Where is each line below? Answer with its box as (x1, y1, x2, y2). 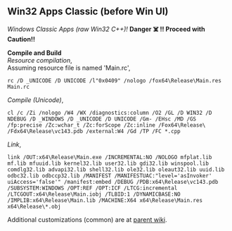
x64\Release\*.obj (7, 203, 61, 210)
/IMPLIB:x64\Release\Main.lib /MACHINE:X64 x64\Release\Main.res (7, 196, 202, 204)
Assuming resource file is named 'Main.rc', (7, 63, 131, 72)
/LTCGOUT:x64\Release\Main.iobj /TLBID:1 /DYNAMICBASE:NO (7, 190, 181, 198)
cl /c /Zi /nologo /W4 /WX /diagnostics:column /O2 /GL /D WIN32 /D (7, 109, 212, 116)
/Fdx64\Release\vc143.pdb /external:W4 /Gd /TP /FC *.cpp (7, 127, 181, 135)
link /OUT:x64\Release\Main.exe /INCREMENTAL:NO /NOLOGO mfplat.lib (7, 154, 212, 161)
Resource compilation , (7, 56, 72, 64)
